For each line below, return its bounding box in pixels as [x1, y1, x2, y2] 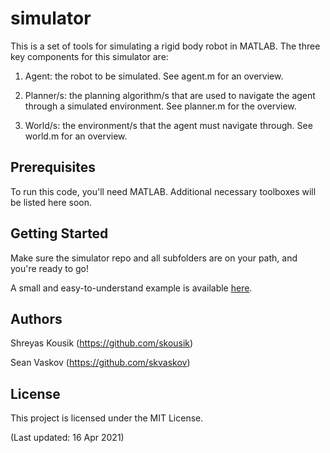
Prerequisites [10, 159, 96, 176]
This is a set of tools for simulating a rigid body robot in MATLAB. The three [10, 40, 321, 52]
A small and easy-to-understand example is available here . [10, 282, 253, 294]
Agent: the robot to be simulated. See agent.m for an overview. [24, 70, 284, 82]
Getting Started [10, 225, 109, 242]
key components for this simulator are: [10, 50, 169, 62]
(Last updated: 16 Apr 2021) [10, 432, 125, 444]
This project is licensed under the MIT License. [10, 412, 204, 424]
